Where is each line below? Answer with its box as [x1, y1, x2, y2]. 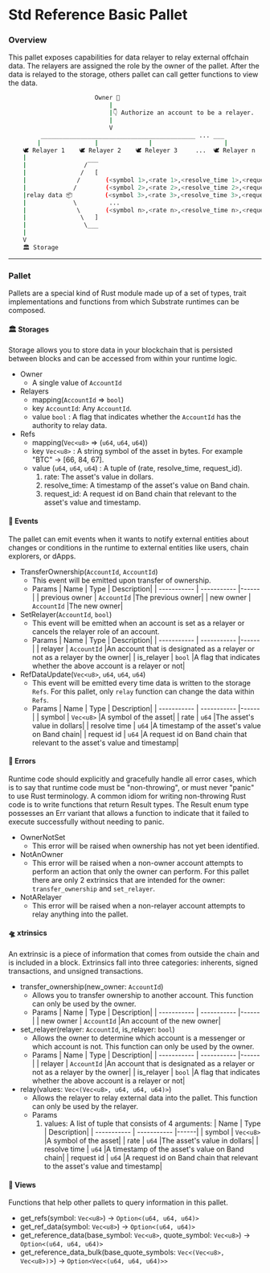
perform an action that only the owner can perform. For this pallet [31, 867, 249, 876]
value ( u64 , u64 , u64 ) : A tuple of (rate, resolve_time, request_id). [31, 463, 243, 473]
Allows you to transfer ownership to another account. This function [31, 990, 254, 999]
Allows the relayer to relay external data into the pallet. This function [31, 1093, 259, 1102]
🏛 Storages [8, 324, 50, 334]
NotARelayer [19, 892, 63, 902]
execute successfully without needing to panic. [8, 817, 165, 826]
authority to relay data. [31, 421, 108, 431]
